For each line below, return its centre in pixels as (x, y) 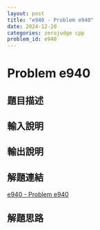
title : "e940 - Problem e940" (51, 20)
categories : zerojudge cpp (46, 33)
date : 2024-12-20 (32, 26)
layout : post (26, 13)
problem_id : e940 (32, 39)
